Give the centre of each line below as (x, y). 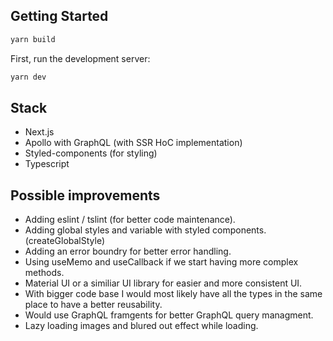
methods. (44, 273)
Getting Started (59, 16)
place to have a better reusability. (93, 305)
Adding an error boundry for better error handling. (128, 251)
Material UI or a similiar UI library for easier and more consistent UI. (163, 283)
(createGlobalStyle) (65, 241)
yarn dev (28, 77)
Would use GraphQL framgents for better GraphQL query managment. (169, 315)
